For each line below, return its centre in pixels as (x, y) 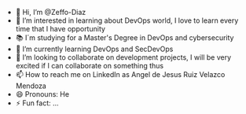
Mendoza (31, 86)
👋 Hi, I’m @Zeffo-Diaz (51, 12)
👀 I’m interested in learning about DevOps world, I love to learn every (127, 20)
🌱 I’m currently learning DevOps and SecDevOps (94, 49)
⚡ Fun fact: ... (37, 103)
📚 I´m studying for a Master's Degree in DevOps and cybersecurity (125, 38)
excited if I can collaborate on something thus (89, 66)
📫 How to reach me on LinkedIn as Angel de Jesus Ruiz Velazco (120, 74)
